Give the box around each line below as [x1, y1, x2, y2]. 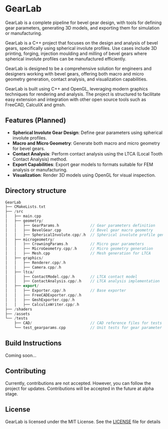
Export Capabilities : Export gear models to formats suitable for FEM [12, 161, 153, 167]
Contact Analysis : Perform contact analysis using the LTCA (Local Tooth [12, 150, 162, 156]
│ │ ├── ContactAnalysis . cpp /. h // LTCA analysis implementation [5, 278, 160, 284]
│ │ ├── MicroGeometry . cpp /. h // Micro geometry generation [5, 246, 153, 251]
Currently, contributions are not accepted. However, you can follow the [5, 380, 151, 386]
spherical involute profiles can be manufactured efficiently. [5, 55, 126, 61]
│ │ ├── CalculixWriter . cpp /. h [5, 302, 79, 307]
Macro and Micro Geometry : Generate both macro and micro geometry [12, 140, 160, 146]
